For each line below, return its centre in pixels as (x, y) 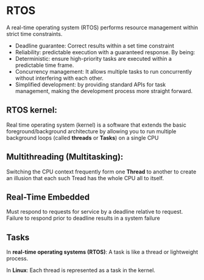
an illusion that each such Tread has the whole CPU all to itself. (85, 178)
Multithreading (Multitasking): (65, 157)
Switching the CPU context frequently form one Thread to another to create (101, 172)
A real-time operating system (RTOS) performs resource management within (102, 27)
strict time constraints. (34, 33)
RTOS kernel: (32, 110)
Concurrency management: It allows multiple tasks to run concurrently (104, 71)
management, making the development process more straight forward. (104, 91)
